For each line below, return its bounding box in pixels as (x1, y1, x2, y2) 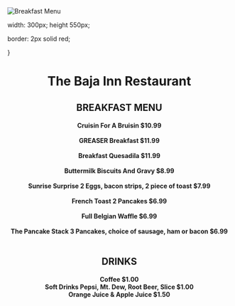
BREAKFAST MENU (76, 101, 163, 113)
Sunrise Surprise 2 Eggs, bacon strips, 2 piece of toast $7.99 (28, 181, 211, 191)
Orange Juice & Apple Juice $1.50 (68, 290, 170, 299)
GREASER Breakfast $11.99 (79, 137, 160, 145)
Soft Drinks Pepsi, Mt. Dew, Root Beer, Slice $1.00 (45, 283, 194, 291)
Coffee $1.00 (99, 275, 139, 284)
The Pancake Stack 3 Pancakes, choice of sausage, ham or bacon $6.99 (10, 227, 229, 236)
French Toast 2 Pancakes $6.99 (71, 197, 168, 206)
